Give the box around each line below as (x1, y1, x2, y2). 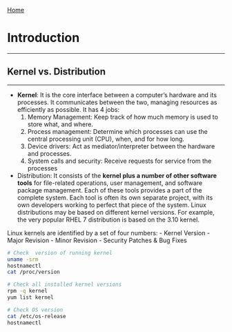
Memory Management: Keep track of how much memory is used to (27, 113, 219, 121)
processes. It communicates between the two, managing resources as (17, 98, 217, 106)
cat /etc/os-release (7, 313, 67, 320)
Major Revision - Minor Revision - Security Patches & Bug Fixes (7, 236, 188, 244)
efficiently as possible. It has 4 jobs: (17, 105, 119, 113)
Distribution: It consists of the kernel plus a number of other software (17, 171, 217, 179)
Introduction (7, 30, 80, 46)
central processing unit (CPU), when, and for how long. (27, 135, 185, 143)
